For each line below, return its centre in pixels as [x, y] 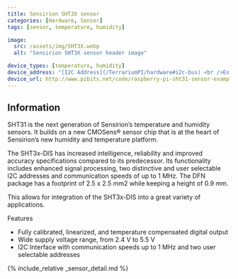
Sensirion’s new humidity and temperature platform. [83, 139]
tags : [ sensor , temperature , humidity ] [66, 27]
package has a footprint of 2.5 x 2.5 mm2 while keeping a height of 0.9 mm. [118, 183]
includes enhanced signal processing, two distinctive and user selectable [114, 169]
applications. [26, 205]
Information [34, 108]
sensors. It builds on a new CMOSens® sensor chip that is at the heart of [113, 132]
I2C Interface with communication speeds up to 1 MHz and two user [117, 247]
